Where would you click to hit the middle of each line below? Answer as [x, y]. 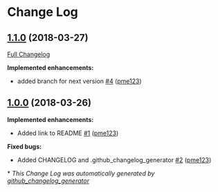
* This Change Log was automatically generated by [81, 173]
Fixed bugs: [25, 146]
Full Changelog [29, 54]
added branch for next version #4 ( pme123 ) [79, 81]
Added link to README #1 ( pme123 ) [68, 133]
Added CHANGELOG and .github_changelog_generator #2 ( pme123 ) [114, 159]
